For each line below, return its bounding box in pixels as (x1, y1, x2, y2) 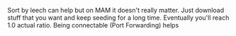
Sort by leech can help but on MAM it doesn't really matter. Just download (7, 6, 225, 14)
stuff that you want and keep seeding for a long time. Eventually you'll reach (7, 13, 230, 22)
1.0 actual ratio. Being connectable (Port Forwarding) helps (7, 21, 179, 29)
